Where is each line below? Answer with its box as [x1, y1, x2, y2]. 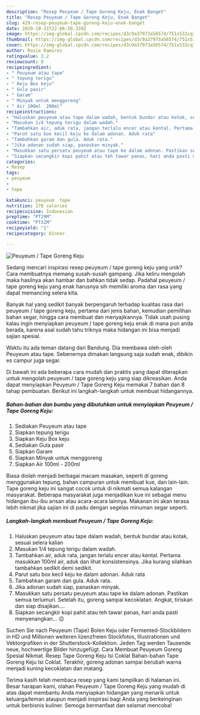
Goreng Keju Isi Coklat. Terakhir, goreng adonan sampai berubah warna [6, 658, 182, 665]
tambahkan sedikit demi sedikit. [14, 564, 93, 571]
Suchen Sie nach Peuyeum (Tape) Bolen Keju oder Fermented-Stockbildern [6, 627, 192, 634]
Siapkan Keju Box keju [14, 435, 70, 442]
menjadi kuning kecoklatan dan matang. [6, 664, 104, 672]
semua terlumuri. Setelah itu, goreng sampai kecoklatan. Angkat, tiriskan [14, 596, 193, 603]
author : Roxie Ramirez [6, 48, 62, 54]
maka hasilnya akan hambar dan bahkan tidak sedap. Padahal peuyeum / [6, 276, 186, 284]
